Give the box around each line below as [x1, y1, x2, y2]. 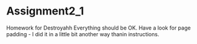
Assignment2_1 [6, 4, 84, 18]
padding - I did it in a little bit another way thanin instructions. [6, 30, 159, 37]
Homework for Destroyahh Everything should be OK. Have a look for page [6, 24, 191, 31]
